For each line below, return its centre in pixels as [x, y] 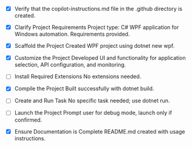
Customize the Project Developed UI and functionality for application [100, 58]
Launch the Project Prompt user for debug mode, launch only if [93, 113]
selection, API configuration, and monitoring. [70, 65]
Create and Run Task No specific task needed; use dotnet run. [92, 101]
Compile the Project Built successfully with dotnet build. [84, 89]
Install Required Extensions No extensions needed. [78, 77]
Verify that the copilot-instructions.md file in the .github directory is [98, 9]
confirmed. [28, 120]
